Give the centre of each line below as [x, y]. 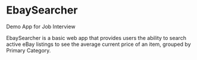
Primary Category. [29, 50]
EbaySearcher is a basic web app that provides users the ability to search [96, 38]
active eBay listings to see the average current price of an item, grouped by [98, 44]
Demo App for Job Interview [41, 26]
